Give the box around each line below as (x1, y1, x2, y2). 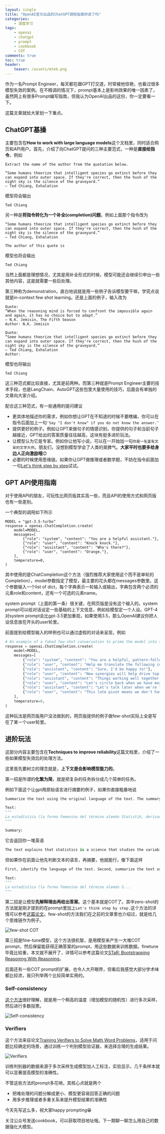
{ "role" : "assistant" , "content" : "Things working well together (23, 676, 160, 681)
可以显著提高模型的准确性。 (5, 1069, 61, 1075)
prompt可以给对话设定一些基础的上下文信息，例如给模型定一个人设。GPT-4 (5, 606, 158, 612)
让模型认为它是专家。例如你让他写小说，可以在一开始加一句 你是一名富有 (12, 438, 155, 444)
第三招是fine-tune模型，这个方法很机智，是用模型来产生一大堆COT (5, 937, 141, 943)
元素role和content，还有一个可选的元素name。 (5, 590, 100, 596)
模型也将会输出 (5, 252, 35, 258)
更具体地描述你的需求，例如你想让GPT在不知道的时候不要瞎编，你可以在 (12, 413, 159, 419)
